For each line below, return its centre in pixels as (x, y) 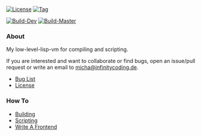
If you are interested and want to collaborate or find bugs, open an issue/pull (101, 61)
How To (17, 101)
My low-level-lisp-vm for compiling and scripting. (67, 49)
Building (25, 114)
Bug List (25, 79)
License (25, 85)
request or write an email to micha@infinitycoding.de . (73, 67)
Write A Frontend (36, 126)
